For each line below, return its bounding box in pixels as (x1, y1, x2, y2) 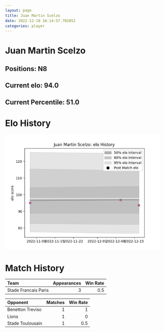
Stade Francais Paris (7, 287, 49, 293)
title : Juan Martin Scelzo (5, 13, 60, 18)
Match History (5, 262, 65, 274)
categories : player (5, 24, 45, 28)
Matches (46, 300, 65, 306)
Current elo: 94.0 (5, 81, 59, 90)
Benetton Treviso (7, 306, 42, 312)
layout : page (5, 8, 32, 13)
